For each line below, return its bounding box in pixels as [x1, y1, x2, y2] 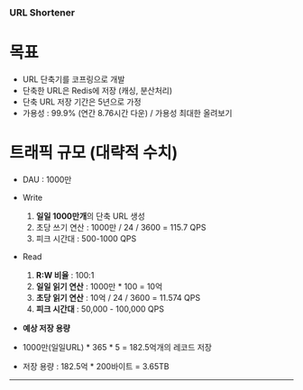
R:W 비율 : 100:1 [35, 269, 95, 280]
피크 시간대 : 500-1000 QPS [35, 232, 137, 244]
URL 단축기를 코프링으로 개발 [22, 74, 125, 85]
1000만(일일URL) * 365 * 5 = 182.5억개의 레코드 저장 [22, 341, 212, 352]
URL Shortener [9, 6, 75, 19]
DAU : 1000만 [22, 174, 72, 185]
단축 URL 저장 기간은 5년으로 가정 [22, 96, 142, 107]
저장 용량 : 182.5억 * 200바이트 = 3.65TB [22, 360, 170, 371]
